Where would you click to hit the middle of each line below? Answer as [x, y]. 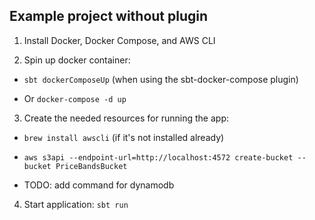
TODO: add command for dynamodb [99, 185]
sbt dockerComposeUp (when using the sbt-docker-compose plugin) [161, 79]
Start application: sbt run [76, 204]
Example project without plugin [109, 16]
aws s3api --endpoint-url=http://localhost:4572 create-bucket [158, 157]
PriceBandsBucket [91, 166]
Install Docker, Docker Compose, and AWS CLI [119, 40]
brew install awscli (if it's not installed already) [124, 137]
